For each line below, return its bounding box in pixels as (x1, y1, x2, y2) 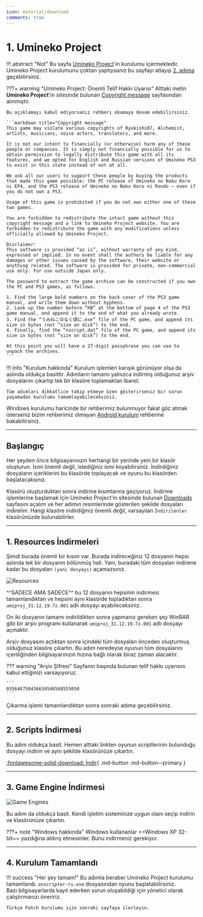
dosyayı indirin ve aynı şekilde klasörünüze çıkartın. (6, 747, 135, 755)
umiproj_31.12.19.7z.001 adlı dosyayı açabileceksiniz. (6, 602, 141, 609)
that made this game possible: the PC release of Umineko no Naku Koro (6, 178, 190, 184)
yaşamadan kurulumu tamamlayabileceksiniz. (6, 394, 118, 401)
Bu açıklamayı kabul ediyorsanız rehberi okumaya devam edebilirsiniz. (6, 109, 190, 115)
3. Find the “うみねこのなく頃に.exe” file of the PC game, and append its (6, 317, 193, 323)
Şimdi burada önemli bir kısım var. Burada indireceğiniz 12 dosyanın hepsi (6, 553, 189, 560)
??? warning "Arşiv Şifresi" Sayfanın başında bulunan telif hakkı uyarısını (6, 663, 186, 670)
